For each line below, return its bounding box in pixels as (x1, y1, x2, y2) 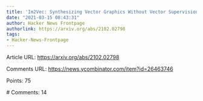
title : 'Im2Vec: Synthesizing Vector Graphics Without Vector (6, 8, 166, 15)
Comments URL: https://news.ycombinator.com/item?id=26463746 (6, 65, 173, 73)
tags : (6, 31, 20, 37)
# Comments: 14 (6, 89, 47, 96)
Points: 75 (6, 77, 31, 84)
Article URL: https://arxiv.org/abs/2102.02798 (6, 54, 120, 60)
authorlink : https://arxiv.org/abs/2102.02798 (6, 25, 126, 32)
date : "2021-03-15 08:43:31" (6, 15, 80, 21)
